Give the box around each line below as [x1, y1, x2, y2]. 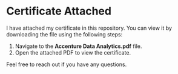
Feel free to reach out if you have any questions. [6, 61, 127, 68]
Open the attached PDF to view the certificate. [15, 49, 131, 56]
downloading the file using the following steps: [6, 30, 123, 38]
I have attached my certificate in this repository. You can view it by [6, 24, 173, 32]
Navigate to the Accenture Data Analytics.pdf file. [15, 42, 142, 50]
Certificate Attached [6, 4, 112, 18]
